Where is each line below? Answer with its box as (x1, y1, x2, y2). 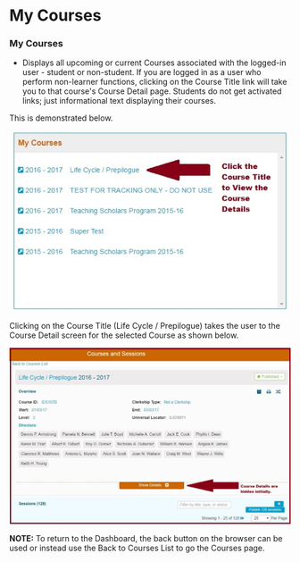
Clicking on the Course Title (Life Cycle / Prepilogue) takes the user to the (9, 320, 281, 331)
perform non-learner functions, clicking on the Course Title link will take (21, 77, 287, 88)
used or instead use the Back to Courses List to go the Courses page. (9, 542, 265, 554)
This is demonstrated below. (9, 113, 113, 123)
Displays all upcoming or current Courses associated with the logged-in (21, 57, 287, 68)
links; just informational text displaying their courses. (21, 96, 217, 106)
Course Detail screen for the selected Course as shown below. (9, 330, 239, 340)
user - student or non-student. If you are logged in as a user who (21, 67, 262, 78)
